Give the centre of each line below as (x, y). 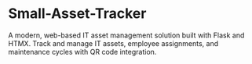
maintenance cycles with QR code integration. (82, 52)
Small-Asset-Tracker (77, 14)
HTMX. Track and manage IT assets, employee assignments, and (113, 43)
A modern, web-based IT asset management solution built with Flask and (126, 35)
